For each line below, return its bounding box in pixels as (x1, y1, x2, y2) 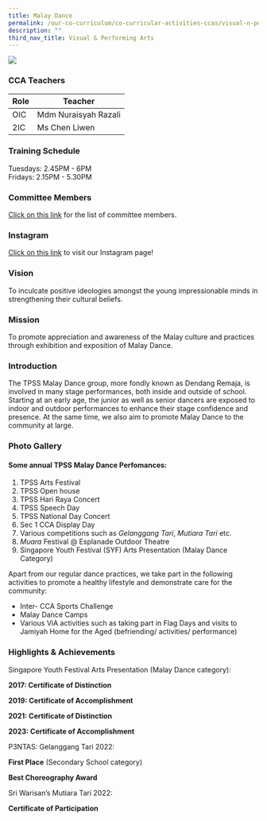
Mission (8, 314, 40, 325)
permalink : (8, 19, 44, 27)
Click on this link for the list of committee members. (8, 210, 177, 219)
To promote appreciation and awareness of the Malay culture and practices (8, 332, 255, 342)
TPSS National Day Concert (19, 512, 110, 521)
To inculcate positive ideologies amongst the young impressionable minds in (8, 285, 258, 295)
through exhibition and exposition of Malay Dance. (8, 341, 173, 350)
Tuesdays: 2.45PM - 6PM (8, 164, 92, 173)
